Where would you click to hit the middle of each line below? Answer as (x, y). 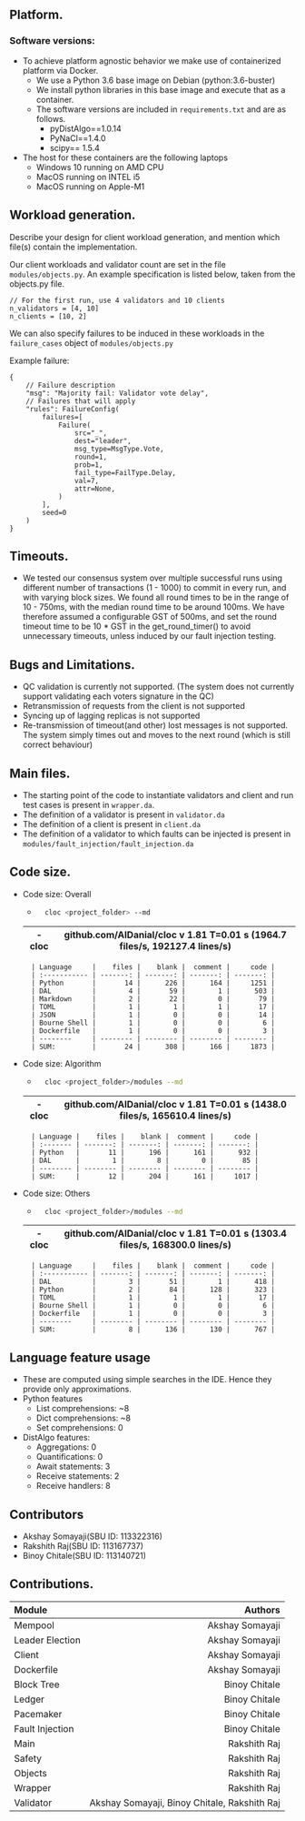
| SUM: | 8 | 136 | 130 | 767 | (153, 1330)
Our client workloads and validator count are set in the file (118, 264)
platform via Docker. (60, 70)
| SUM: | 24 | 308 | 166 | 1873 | (153, 1047)
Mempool (34, 1625)
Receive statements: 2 (78, 1476)
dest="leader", (103, 440)
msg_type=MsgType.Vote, (119, 449)
